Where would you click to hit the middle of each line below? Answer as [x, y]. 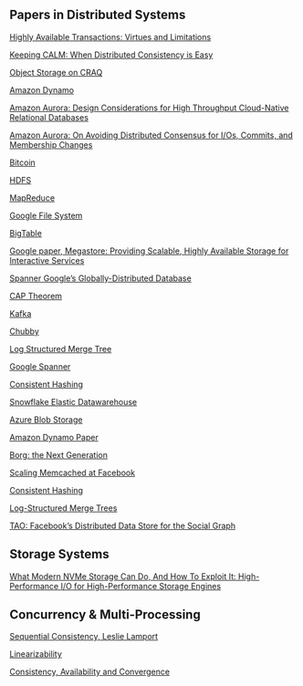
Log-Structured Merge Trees [63, 508]
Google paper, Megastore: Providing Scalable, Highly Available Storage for [149, 251]
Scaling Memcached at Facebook [72, 473]
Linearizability [36, 654]
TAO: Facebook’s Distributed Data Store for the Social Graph [122, 525]
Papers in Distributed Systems [98, 15]
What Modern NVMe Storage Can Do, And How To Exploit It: [123, 576]
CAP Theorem [36, 296]
